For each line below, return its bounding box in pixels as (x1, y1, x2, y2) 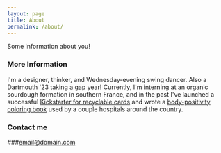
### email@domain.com (7, 138, 76, 146)
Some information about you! (7, 42, 90, 51)
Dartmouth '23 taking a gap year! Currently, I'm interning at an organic (7, 83, 208, 91)
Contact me (7, 122, 48, 132)
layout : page (7, 10, 45, 17)
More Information (7, 60, 67, 70)
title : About (7, 17, 45, 24)
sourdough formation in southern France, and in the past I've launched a (7, 90, 215, 98)
